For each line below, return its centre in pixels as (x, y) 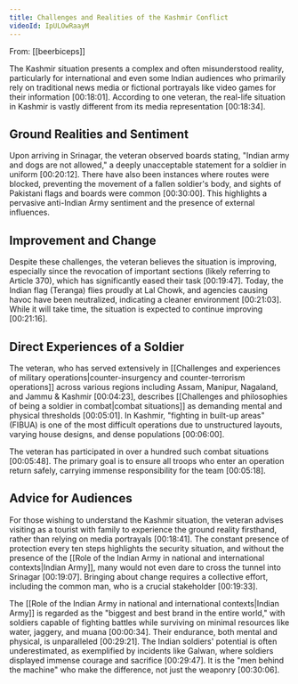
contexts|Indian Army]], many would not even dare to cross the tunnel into (145, 567)
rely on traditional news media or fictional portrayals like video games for (143, 87)
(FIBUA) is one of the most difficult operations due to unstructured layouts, (146, 425)
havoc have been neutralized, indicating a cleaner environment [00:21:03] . (145, 300)
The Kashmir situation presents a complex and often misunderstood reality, (147, 69)
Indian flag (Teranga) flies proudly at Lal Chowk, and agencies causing (139, 290)
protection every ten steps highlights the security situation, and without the (147, 548)
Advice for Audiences (71, 498)
